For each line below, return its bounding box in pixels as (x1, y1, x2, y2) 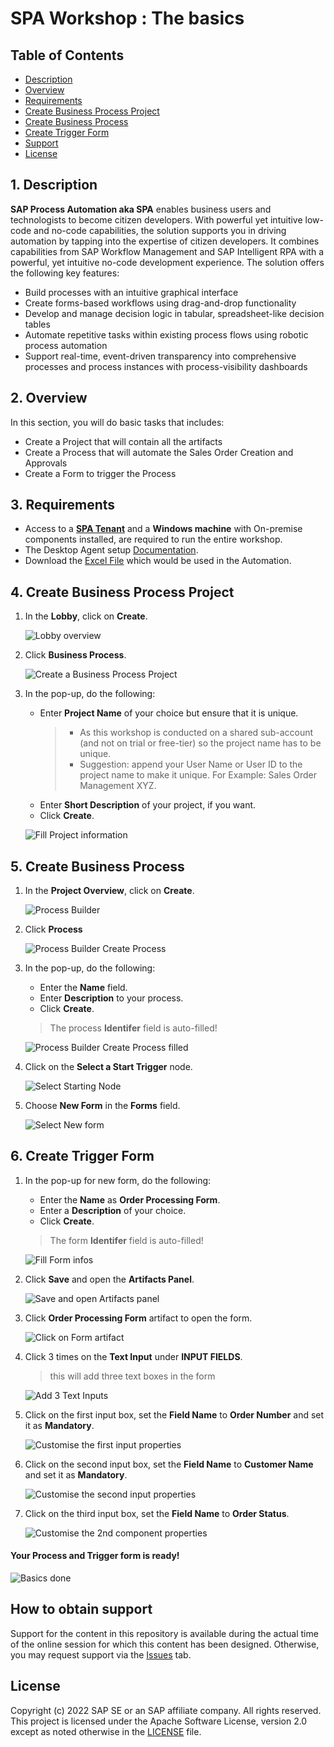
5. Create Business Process (10, 858, 185, 875)
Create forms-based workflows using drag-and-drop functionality (24, 297, 297, 309)
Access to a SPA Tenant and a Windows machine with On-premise (24, 523, 303, 535)
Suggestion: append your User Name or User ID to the (79, 758, 303, 771)
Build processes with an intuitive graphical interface (24, 286, 239, 298)
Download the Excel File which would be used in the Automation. (24, 555, 292, 567)
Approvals (24, 457, 68, 469)
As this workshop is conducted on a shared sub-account (79, 727, 314, 739)
